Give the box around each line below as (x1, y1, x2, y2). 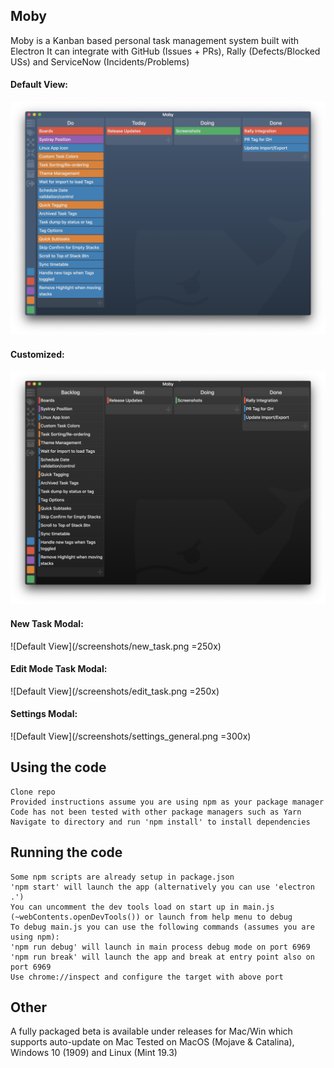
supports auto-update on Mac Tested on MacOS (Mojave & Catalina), (10, 1036, 295, 1048)
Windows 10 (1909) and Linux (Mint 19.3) (10, 1047, 178, 1059)
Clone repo (10, 787, 56, 797)
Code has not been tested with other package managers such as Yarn (10, 807, 302, 817)
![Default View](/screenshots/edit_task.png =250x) (10, 685, 220, 697)
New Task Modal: (10, 617, 84, 629)
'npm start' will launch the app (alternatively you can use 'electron (10, 882, 315, 892)
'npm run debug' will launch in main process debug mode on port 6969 (10, 942, 311, 952)
